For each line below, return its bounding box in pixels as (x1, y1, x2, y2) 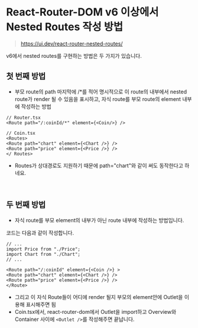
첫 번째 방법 (6, 72, 46, 82)
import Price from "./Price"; (6, 246, 81, 252)
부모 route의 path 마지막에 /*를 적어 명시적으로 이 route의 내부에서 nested (14, 88, 187, 95)
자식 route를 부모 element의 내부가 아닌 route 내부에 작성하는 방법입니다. (14, 216, 184, 223)
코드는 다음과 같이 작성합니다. (6, 229, 74, 236)
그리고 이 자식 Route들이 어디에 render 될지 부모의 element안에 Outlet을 (14, 293, 183, 300)
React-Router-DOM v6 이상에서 (6, 5, 159, 19)
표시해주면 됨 (25, 301, 56, 308)
